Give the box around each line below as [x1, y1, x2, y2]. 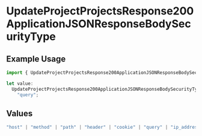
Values [6, 108, 33, 119]
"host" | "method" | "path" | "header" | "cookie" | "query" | [6, 125, 168, 131]
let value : [6, 80, 34, 87]
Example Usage [6, 54, 66, 64]
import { [6, 70, 28, 76]
